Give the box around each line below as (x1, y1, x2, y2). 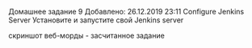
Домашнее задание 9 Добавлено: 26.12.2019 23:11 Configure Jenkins (8, 7, 245, 16)
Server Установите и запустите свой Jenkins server (8, 15, 184, 25)
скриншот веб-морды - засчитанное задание (8, 31, 166, 40)
